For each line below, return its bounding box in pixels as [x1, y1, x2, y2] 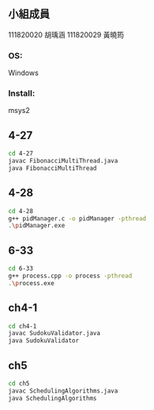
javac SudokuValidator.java [8, 329, 101, 337]
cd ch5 [8, 379, 30, 387]
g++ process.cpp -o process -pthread [8, 272, 133, 280]
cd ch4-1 [8, 322, 37, 330]
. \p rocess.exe [8, 279, 55, 287]
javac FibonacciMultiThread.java [8, 157, 118, 165]
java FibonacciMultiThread [8, 164, 97, 172]
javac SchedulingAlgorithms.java [8, 386, 118, 395]
